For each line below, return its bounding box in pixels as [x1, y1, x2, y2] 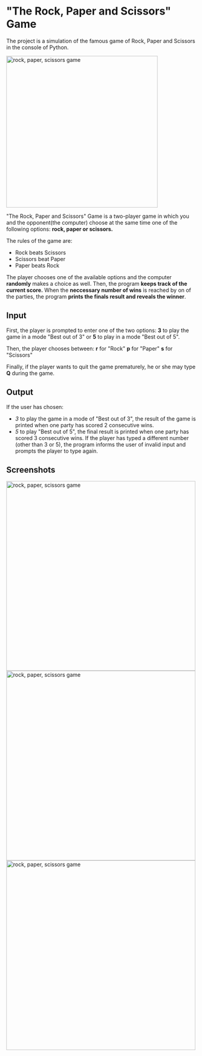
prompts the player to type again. [15, 447, 99, 455]
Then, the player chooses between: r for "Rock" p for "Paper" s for [6, 345, 173, 352]
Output [6, 387, 33, 398]
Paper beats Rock [15, 262, 59, 269]
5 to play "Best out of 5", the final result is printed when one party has [15, 428, 189, 435]
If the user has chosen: [6, 403, 64, 410]
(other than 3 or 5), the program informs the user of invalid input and [15, 441, 186, 448]
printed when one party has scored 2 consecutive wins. [15, 421, 154, 428]
